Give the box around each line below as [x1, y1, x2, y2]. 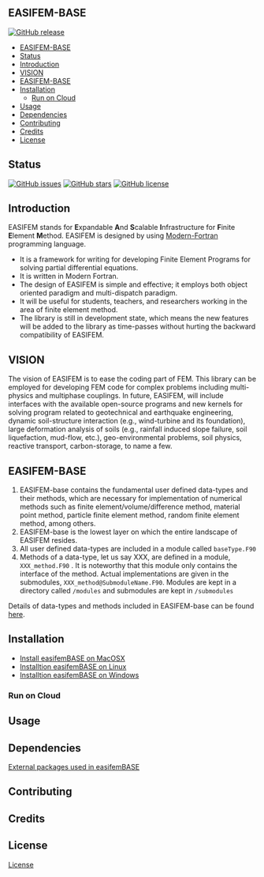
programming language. [8, 239, 87, 249]
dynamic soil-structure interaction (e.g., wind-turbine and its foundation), [8, 416, 246, 426]
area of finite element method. [19, 305, 118, 314]
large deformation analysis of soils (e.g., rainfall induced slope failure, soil [8, 424, 247, 434]
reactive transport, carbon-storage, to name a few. [8, 442, 173, 451]
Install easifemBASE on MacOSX [19, 653, 125, 663]
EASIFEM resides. [19, 536, 78, 545]
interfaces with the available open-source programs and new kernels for [8, 399, 243, 409]
